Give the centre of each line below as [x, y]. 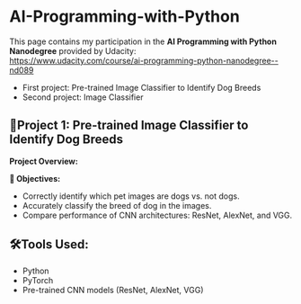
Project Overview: [44, 161]
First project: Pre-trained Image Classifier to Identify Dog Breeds [142, 87]
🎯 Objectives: [35, 178]
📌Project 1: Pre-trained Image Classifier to [129, 125]
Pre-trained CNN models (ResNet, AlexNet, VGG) [113, 290]
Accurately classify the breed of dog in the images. [117, 205]
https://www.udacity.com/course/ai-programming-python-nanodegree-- [144, 60]
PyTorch [38, 280]
